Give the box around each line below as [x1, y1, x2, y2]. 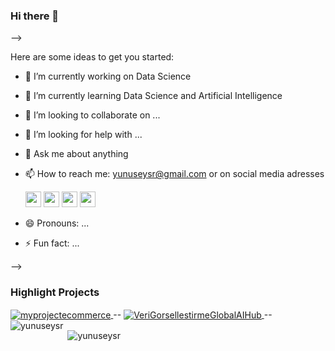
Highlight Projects [10, 285, 100, 299]
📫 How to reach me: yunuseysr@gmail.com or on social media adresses [24, 168, 325, 180]
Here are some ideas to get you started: [10, 51, 175, 63]
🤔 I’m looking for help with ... [24, 129, 143, 141]
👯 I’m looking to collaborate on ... [24, 109, 161, 121]
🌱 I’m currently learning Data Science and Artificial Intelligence [24, 90, 283, 102]
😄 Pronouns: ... [24, 217, 90, 229]
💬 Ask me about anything [24, 148, 129, 160]
